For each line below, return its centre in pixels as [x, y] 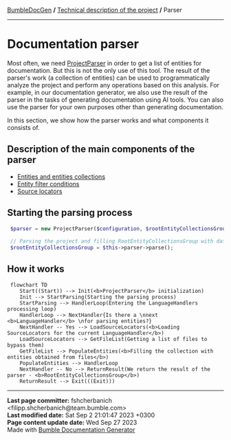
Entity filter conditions [48, 184]
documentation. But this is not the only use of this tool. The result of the [109, 70]
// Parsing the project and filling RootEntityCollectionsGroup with [112, 241]
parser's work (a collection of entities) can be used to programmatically [108, 78]
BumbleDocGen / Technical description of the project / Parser [95, 10]
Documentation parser [73, 44]
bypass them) [26, 345]
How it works [36, 269]
